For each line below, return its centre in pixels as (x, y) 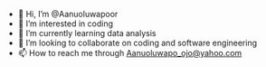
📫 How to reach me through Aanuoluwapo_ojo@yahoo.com (130, 53)
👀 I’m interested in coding (66, 24)
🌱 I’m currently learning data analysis (87, 33)
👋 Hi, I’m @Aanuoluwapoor (68, 14)
